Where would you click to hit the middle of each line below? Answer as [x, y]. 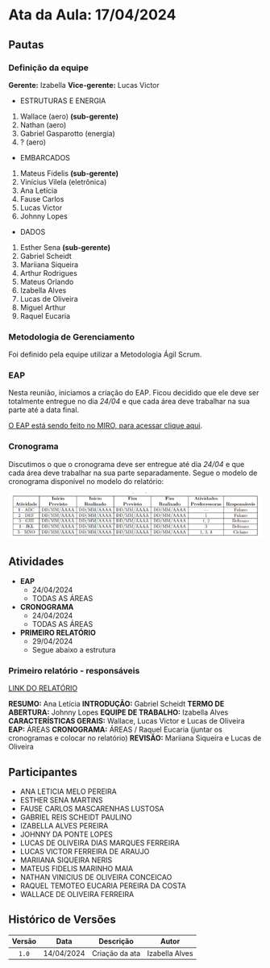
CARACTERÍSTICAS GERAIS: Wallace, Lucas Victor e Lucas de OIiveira [127, 721]
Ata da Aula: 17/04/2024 [92, 15]
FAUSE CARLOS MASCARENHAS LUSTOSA [92, 809]
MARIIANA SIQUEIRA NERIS [66, 860]
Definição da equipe [48, 68]
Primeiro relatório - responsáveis [74, 670]
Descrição [116, 941]
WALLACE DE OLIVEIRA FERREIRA [77, 894]
